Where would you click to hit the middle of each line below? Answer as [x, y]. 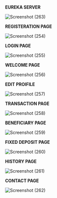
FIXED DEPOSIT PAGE [28, 142]
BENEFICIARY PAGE [26, 123]
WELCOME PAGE [23, 65]
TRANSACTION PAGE [27, 103]
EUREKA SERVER [23, 7]
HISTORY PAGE [21, 161]
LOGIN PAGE [18, 46]
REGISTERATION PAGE [29, 26]
